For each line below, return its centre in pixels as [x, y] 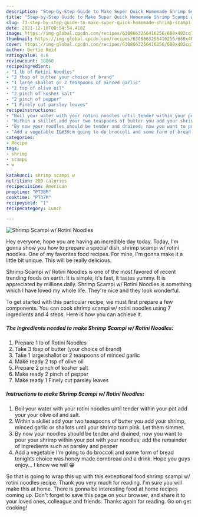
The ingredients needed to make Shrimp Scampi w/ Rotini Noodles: [90, 328]
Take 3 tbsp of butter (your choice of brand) [68, 349]
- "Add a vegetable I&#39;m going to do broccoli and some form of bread [99, 132]
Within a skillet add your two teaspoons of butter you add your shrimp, [100, 421]
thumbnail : [19, 39]
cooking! [17, 508]
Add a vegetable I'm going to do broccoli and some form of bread [94, 453]
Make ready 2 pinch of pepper [52, 374]
